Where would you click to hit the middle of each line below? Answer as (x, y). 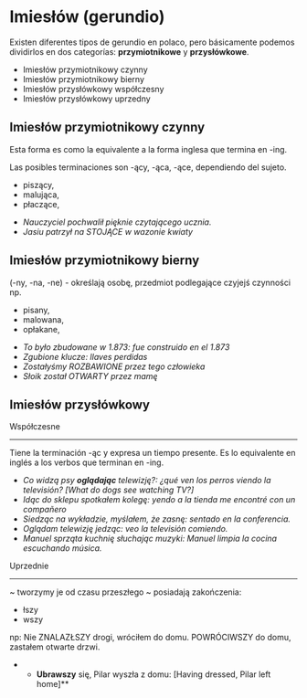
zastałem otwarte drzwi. (55, 647)
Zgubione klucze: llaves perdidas (85, 356)
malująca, (41, 195)
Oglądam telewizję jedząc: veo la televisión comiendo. (125, 529)
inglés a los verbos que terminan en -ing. (87, 462)
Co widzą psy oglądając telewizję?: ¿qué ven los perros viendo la (147, 481)
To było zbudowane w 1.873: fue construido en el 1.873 (126, 347)
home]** (53, 684)
